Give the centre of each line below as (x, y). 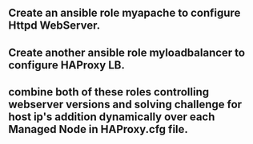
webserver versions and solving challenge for (125, 105)
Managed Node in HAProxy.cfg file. (98, 129)
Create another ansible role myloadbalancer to (127, 52)
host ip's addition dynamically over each (112, 117)
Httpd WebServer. (54, 26)
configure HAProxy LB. (67, 65)
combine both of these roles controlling (109, 92)
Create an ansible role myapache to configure (124, 13)
